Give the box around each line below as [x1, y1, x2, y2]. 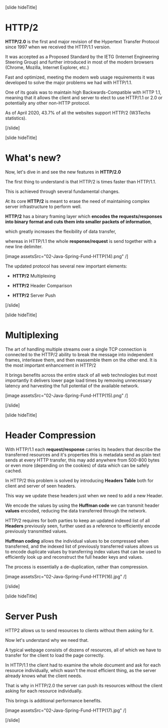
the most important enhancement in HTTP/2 [5, 362, 96, 368]
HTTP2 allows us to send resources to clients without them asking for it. [5, 627, 154, 633]
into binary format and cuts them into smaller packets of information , [5, 219, 152, 225]
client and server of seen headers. [5, 483, 76, 489]
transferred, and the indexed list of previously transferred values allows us [5, 543, 159, 549]
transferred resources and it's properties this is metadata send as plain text [5, 451, 160, 457]
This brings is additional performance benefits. [5, 697, 102, 703]
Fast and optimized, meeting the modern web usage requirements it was [5, 74, 155, 80]
